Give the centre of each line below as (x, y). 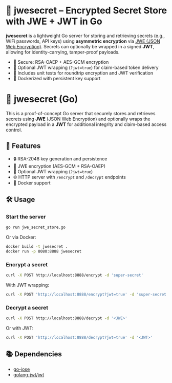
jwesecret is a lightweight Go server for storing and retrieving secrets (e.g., (85, 35)
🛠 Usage (20, 200)
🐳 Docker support (32, 183)
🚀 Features (23, 146)
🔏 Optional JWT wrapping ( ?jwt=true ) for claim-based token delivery (86, 67)
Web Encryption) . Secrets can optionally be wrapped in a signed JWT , (80, 46)
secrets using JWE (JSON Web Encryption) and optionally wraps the (78, 119)
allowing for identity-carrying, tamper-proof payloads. (63, 52)
